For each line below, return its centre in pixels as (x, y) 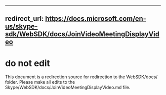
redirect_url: (24, 19)
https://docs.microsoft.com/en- (96, 19)
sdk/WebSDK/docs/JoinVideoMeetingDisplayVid (82, 34)
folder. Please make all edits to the (40, 82)
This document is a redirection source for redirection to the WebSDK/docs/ (81, 77)
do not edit (28, 63)
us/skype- (21, 26)
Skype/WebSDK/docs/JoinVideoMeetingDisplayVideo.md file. (68, 88)
